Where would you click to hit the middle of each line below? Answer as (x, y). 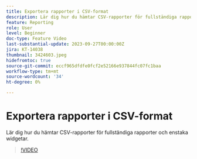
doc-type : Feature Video (36, 39)
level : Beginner (26, 33)
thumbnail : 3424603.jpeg (36, 55)
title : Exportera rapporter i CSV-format (57, 11)
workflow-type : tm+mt (33, 71)
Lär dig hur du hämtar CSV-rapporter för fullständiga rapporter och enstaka (97, 132)
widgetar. (18, 139)
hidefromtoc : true (28, 60)
